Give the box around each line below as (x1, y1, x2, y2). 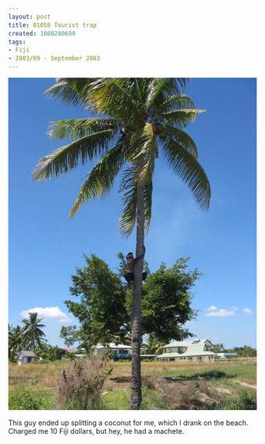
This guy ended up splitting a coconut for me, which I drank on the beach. (8, 418, 248, 427)
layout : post (8, 13, 51, 21)
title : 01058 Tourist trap (8, 21, 97, 29)
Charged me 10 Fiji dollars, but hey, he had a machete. (8, 427, 185, 435)
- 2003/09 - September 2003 (8, 55, 101, 63)
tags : (8, 38, 26, 46)
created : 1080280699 (8, 29, 77, 37)
